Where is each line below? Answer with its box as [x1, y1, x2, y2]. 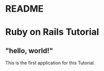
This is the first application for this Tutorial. [5, 60, 95, 66]
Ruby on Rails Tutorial [5, 26, 99, 38]
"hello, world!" [5, 46, 54, 55]
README [5, 3, 44, 15]
